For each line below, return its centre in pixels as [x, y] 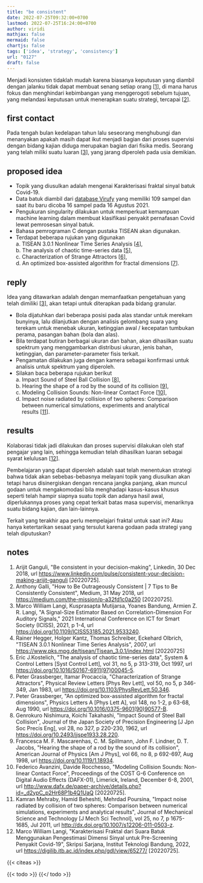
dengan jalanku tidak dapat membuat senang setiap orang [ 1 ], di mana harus [102, 86]
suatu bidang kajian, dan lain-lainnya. [53, 509]
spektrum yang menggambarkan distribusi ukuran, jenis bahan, [94, 347]
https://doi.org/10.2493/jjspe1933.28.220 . [67, 734]
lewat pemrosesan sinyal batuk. [55, 224]
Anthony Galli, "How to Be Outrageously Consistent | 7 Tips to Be [96, 586]
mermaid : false [26, 40]
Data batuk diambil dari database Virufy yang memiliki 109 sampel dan [103, 199]
